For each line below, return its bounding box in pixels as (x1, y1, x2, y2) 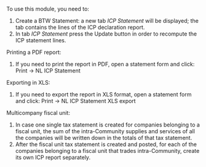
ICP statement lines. (15, 37, 66, 44)
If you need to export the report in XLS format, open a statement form (15, 91, 192, 98)
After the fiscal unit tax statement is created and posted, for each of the (15, 141, 197, 148)
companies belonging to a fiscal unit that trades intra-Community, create (15, 147, 200, 154)
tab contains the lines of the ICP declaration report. (15, 24, 145, 31)
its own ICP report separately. (15, 153, 91, 161)
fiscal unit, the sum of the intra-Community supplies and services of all (15, 128, 196, 134)
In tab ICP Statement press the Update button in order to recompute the (15, 30, 197, 37)
